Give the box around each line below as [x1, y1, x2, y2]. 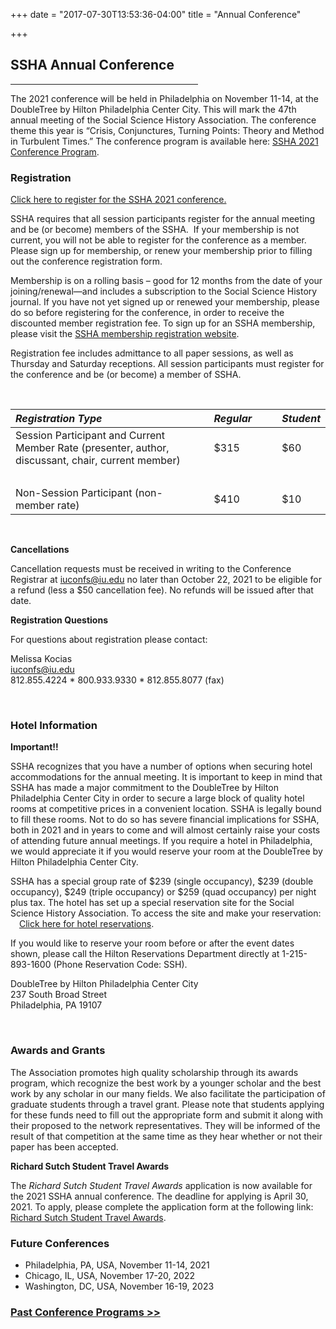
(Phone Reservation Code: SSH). [53, 959, 188, 971]
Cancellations [10, 544, 70, 556]
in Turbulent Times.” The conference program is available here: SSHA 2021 [10, 135, 319, 147]
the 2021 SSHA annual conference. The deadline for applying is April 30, [10, 1190, 309, 1202]
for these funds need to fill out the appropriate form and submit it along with [10, 1109, 324, 1121]
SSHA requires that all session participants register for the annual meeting [10, 213, 316, 225]
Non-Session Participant [15, 486, 133, 500]
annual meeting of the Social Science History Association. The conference [10, 114, 317, 126]
